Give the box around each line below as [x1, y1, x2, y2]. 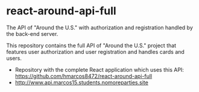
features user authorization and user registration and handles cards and [6, 48, 185, 55]
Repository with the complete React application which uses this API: [14, 66, 184, 73]
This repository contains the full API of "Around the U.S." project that [6, 42, 177, 49]
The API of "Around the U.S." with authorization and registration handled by [6, 24, 193, 31]
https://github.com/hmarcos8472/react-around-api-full [14, 72, 153, 79]
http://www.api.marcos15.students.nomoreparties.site [14, 79, 149, 86]
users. [6, 54, 22, 62]
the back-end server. [6, 30, 58, 37]
